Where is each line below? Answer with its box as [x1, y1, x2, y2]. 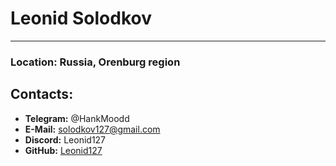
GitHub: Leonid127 [24, 144, 103, 156]
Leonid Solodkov [10, 7, 152, 30]
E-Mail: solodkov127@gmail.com [24, 123, 161, 135]
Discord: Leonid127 [24, 133, 107, 146]
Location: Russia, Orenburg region [10, 55, 181, 69]
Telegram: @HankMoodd [24, 112, 130, 124]
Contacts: [10, 86, 74, 103]
